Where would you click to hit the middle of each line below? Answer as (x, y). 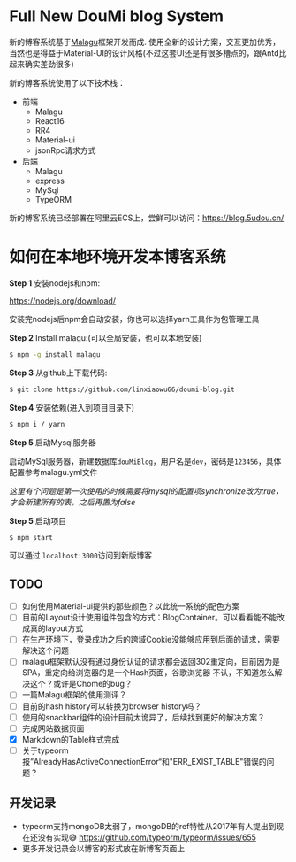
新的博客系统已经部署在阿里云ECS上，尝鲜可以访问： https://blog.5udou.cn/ (147, 218)
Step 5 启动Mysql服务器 (53, 442)
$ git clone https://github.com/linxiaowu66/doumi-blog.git (122, 389)
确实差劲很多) (49, 64)
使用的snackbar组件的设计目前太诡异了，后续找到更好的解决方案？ (143, 717)
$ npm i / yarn (37, 424)
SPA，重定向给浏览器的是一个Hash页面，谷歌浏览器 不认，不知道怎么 (148, 673)
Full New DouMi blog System (116, 16)
